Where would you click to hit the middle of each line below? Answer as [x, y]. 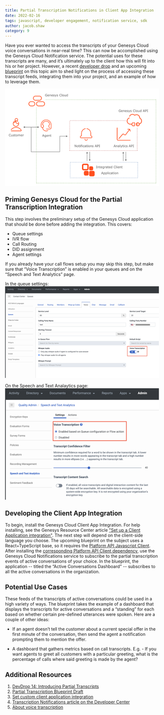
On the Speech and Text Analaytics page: [47, 386]
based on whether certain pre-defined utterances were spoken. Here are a [80, 614]
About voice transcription [38, 707]
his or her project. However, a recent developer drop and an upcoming [76, 66]
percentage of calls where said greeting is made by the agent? [75, 659]
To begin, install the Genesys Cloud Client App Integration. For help [73, 525]
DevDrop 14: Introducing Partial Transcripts [55, 687]
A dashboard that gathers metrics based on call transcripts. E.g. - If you [84, 649]
